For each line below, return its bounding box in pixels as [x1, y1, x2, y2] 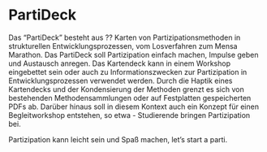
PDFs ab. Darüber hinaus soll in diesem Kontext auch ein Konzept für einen [8, 102, 260, 111]
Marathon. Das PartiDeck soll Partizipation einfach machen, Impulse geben [8, 50, 259, 59]
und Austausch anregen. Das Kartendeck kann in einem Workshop [8, 59, 231, 68]
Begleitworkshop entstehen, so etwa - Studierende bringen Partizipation [8, 110, 251, 119]
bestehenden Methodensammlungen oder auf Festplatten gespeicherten [8, 93, 252, 102]
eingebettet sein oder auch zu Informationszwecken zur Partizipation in [8, 67, 248, 76]
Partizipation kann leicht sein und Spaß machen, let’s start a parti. [8, 134, 228, 144]
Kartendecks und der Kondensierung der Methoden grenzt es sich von [8, 84, 245, 94]
